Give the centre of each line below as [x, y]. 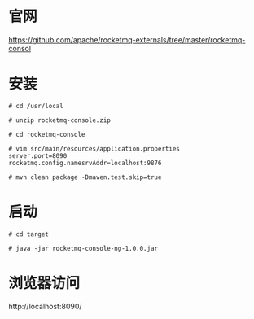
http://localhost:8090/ [46, 306]
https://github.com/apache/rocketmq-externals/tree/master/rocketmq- [127, 39]
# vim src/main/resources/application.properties [94, 149]
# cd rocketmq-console [47, 134]
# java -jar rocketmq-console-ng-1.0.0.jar [83, 248]
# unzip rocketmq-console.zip [60, 120]
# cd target [28, 234]
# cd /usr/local [36, 106]
